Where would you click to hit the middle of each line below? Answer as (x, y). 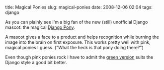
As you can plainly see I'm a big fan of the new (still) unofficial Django (77, 22)
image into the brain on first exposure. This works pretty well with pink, (78, 42)
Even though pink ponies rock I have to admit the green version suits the (79, 57)
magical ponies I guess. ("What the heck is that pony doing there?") (75, 47)
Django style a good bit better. (36, 62)
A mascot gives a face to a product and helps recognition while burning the (82, 37)
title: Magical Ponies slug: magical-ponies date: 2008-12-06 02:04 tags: (79, 7)
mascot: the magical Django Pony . (40, 27)
